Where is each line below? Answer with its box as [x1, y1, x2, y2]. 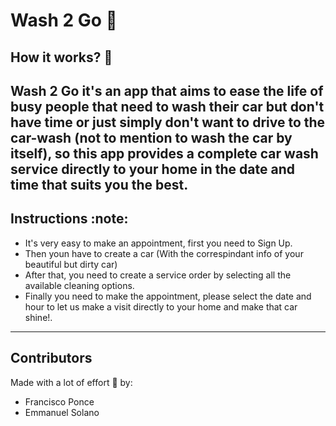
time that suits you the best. [10, 176, 189, 193]
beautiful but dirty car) [24, 258, 118, 270]
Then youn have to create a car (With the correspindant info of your [24, 247, 304, 259]
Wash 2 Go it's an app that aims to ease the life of [10, 82, 324, 99]
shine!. [24, 311, 53, 323]
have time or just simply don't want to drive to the [10, 114, 326, 131]
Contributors [10, 350, 93, 367]
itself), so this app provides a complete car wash [10, 145, 319, 162]
